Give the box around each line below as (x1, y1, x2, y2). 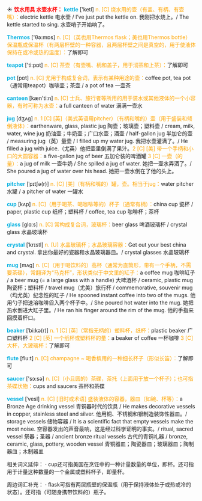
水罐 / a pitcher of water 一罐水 (7, 188, 83, 195)
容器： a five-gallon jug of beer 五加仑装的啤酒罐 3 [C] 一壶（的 (27, 153, 183, 159)
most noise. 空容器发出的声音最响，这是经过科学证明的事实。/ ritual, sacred (7, 425, 194, 432)
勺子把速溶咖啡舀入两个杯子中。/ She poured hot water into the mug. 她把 (11, 299, 194, 306)
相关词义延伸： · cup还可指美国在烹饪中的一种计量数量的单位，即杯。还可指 (7, 461, 194, 468)
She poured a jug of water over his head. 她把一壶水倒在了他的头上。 (7, 168, 177, 174)
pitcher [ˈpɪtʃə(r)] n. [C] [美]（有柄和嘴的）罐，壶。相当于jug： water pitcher (7, 180, 194, 187)
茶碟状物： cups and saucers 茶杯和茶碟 (7, 383, 105, 390)
